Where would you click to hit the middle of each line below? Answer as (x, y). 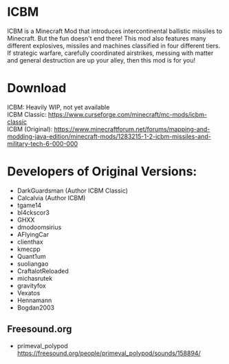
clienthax (30, 242)
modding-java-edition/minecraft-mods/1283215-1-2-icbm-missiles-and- (109, 136)
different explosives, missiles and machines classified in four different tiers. (114, 45)
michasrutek (35, 278)
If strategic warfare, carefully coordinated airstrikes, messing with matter (110, 53)
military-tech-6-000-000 (43, 143)
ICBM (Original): (30, 129)
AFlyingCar (33, 234)
